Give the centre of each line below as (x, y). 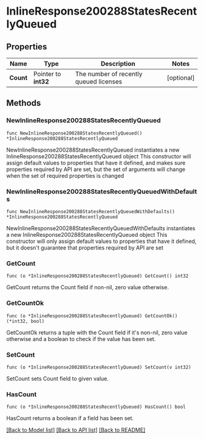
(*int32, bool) (25, 321)
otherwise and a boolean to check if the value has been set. (81, 339)
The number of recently (109, 74)
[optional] (181, 78)
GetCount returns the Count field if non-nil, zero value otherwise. (87, 287)
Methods (24, 103)
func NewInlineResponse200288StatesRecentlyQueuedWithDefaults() (90, 211)
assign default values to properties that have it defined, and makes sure (96, 163)
